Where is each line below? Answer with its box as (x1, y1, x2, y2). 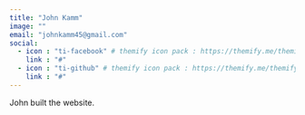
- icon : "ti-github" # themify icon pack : (17, 64, 189, 73)
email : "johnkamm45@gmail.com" (9, 30, 128, 39)
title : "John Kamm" (9, 13, 84, 23)
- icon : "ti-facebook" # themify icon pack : (17, 47, 197, 56)
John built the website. (9, 97, 95, 108)
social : (9, 38, 39, 48)
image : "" (9, 22, 47, 31)
